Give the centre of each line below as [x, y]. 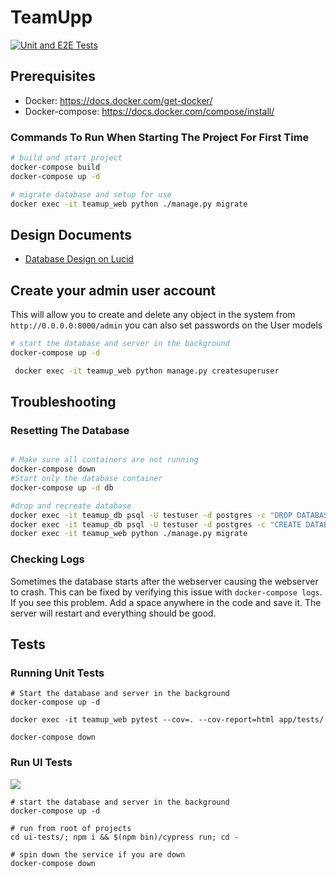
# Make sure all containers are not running [104, 460]
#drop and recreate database [71, 506]
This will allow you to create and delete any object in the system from [153, 315]
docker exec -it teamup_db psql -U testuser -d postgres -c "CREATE [156, 524]
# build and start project [66, 158]
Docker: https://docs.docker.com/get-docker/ [118, 100]
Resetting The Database [70, 430]
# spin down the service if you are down [98, 854]
